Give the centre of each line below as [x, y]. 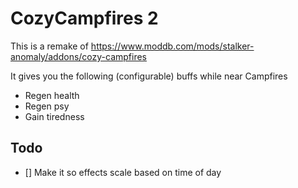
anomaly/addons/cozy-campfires [79, 56]
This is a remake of [49, 46]
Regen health [52, 95]
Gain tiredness [54, 116]
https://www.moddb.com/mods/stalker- [172, 46]
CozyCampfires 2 [84, 18]
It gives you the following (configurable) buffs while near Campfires [149, 76]
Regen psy [47, 106]
